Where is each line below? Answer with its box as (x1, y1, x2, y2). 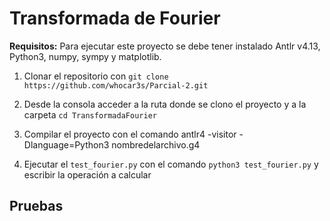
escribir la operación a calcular (23, 168, 152, 181)
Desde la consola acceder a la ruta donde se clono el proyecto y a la (23, 98, 307, 110)
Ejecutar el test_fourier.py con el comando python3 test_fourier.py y (23, 158, 319, 170)
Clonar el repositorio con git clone (23, 70, 169, 82)
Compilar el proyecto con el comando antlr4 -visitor (23, 128, 237, 140)
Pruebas (9, 198, 64, 215)
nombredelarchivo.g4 (111, 138, 201, 151)
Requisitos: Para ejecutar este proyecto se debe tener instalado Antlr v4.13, (9, 40, 321, 52)
